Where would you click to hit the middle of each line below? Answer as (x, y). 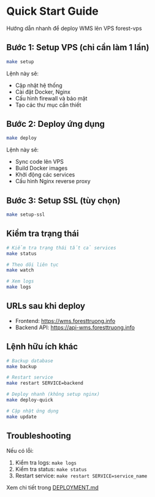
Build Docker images (41, 168)
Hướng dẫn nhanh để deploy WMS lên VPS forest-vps (74, 28)
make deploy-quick (30, 400)
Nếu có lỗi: (20, 450)
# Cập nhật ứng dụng (33, 411)
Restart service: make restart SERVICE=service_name (81, 476)
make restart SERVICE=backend (45, 383)
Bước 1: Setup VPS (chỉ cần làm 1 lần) (78, 47)
